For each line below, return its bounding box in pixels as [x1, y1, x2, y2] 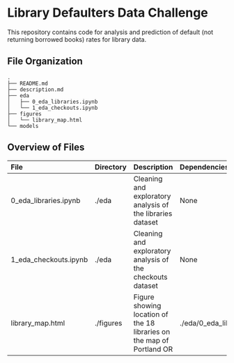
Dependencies [180, 162, 229, 172]
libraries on [133, 327, 171, 337]
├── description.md [7, 86, 64, 93]
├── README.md [7, 80, 49, 87]
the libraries [133, 209, 173, 218]
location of [133, 309, 169, 319]
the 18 [133, 318, 155, 328]
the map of [133, 335, 169, 345]
